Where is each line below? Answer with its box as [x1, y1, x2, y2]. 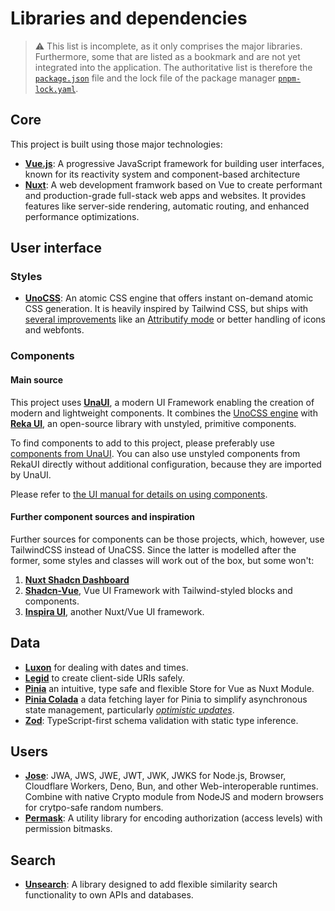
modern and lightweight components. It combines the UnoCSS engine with [10, 407, 318, 419]
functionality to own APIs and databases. [24, 889, 194, 901]
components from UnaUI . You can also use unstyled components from [10, 447, 301, 459]
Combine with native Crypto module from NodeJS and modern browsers [24, 791, 324, 803]
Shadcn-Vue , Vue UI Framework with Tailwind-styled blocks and [24, 584, 293, 596]
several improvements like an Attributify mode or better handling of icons [24, 313, 326, 326]
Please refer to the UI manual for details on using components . [10, 488, 268, 500]
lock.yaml [34, 84, 77, 94]
